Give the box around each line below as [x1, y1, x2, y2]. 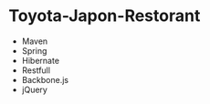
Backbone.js [21, 74, 69, 85]
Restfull [21, 65, 51, 76]
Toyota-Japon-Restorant [8, 5, 201, 26]
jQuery [21, 84, 47, 95]
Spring [21, 45, 47, 56]
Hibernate [21, 55, 60, 66]
